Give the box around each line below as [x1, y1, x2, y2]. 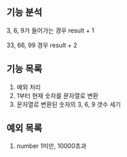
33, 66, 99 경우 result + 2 [6, 41, 77, 49]
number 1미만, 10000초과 [16, 142, 87, 150]
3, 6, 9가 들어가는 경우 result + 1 [6, 26, 95, 35]
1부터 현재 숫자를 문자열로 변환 [16, 91, 99, 100]
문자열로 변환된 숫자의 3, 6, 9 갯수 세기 [16, 100, 121, 109]
